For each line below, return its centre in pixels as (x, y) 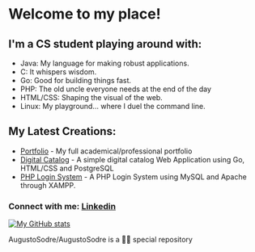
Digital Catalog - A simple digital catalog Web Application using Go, (132, 159)
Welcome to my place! (85, 14)
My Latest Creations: (62, 131)
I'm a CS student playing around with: (105, 44)
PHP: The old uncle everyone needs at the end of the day (116, 89)
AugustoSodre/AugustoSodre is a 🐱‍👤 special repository (100, 240)
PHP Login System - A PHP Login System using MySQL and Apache (133, 176)
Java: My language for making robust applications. (104, 63)
